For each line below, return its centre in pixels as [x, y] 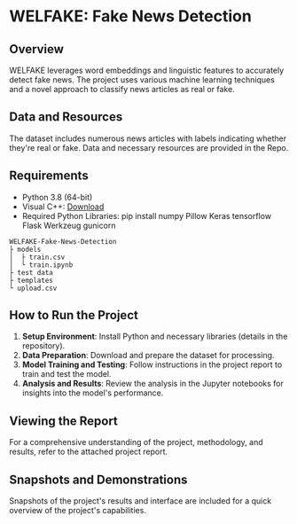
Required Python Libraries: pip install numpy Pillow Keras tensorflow [147, 215]
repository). [43, 346]
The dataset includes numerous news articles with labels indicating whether [148, 138]
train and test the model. [67, 374]
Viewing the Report [63, 421]
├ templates [31, 280]
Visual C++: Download [63, 207]
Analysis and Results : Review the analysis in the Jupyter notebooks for [152, 384]
